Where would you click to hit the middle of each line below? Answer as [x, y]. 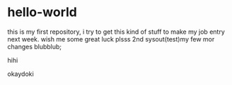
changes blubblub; [35, 46]
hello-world [42, 12]
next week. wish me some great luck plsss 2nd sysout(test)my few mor [111, 39]
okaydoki [21, 74]
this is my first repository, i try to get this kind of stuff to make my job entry [116, 32]
